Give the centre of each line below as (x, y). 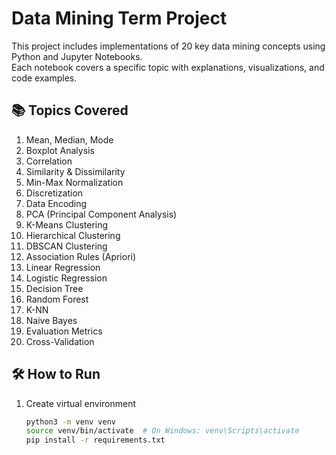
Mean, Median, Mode (69, 139)
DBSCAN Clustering (66, 246)
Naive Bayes (51, 320)
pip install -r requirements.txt (95, 440)
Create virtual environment (81, 403)
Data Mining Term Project (119, 18)
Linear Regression (63, 267)
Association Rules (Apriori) (81, 256)
